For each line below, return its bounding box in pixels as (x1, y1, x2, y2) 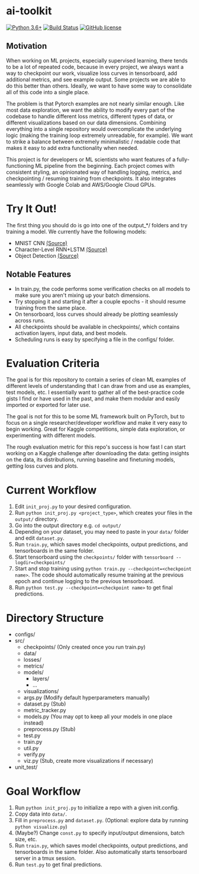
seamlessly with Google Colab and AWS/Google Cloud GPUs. (6, 181, 156, 188)
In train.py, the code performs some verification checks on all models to (14, 285, 191, 292)
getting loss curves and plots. (6, 462, 79, 469)
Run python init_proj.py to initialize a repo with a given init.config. (14, 804, 179, 812)
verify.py (23, 751, 46, 758)
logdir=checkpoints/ (14, 560, 66, 566)
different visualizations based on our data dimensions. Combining (6, 119, 166, 126)
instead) (23, 719, 44, 726)
